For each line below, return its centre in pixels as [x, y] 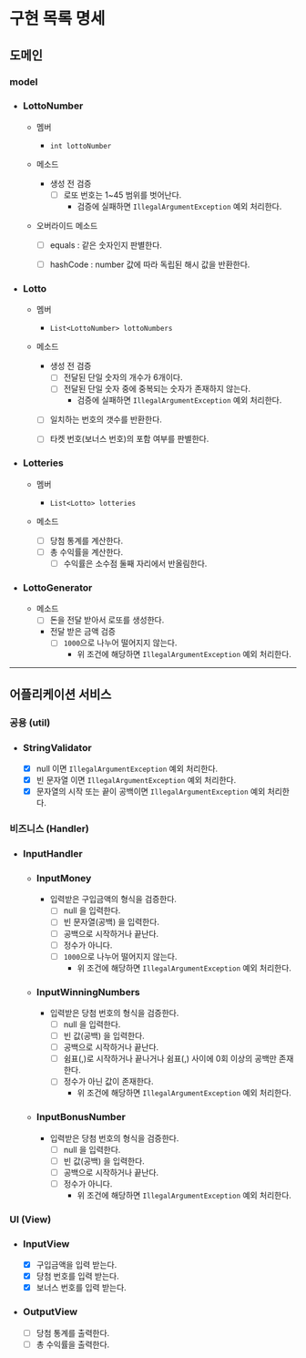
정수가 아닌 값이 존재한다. [108, 1082]
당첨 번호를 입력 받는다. [78, 1276]
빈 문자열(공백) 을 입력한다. [111, 922]
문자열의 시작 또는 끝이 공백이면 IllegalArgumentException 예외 [151, 792]
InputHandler [53, 854]
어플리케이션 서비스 [61, 694]
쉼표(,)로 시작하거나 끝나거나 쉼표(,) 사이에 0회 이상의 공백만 [170, 1059]
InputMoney [64, 878]
